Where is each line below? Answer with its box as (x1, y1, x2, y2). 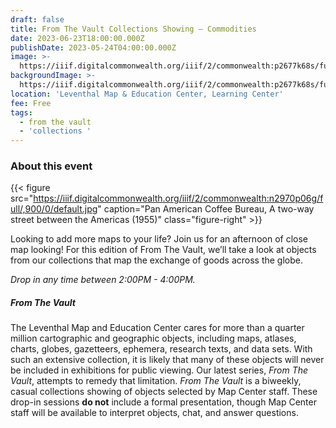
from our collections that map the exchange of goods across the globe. (10, 254, 303, 266)
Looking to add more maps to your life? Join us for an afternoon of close (10, 233, 308, 245)
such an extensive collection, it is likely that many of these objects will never (10, 354, 325, 366)
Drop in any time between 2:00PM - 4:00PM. (10, 274, 196, 286)
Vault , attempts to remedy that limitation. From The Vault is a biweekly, (10, 375, 302, 387)
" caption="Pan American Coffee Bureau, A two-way (97, 203, 315, 215)
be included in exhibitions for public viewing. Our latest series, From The (10, 364, 309, 376)
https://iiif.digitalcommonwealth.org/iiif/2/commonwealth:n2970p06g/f (33, 192, 324, 205)
